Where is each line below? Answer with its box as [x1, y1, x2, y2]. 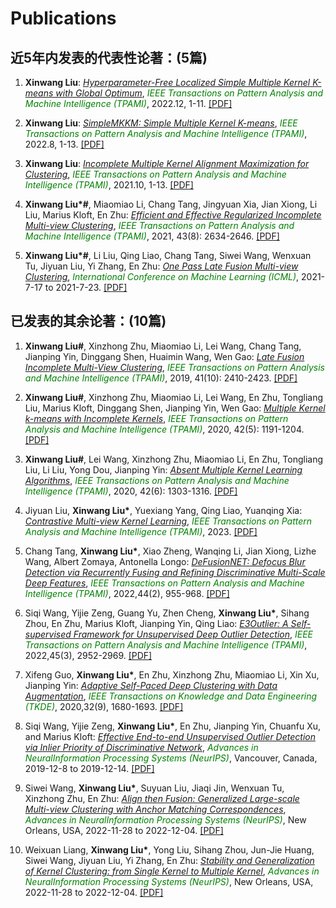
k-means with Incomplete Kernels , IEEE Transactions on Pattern [24, 412, 289, 424]
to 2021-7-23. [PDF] [44, 282, 128, 293]
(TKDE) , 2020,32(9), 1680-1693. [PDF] [24, 700, 184, 712]
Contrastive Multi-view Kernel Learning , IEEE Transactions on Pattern [24, 515, 313, 527]
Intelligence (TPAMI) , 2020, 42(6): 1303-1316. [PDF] [24, 485, 238, 497]
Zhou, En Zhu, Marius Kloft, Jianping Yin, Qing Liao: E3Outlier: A [24, 617, 289, 629]
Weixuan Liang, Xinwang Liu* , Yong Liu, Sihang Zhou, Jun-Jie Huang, [24, 843, 315, 856]
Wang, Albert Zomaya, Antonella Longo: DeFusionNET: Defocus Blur [24, 555, 306, 567]
